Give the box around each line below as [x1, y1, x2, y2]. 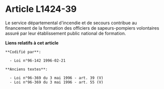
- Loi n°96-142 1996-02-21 [9, 58, 66, 63]
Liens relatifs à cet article [5, 40, 59, 45]
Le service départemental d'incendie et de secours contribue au [5, 20, 137, 26]
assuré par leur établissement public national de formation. [5, 30, 126, 36]
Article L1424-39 [5, 3, 77, 15]
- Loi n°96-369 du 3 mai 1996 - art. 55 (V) [9, 80, 104, 85]
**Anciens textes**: [5, 67, 48, 72]
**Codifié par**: [5, 49, 41, 54]
